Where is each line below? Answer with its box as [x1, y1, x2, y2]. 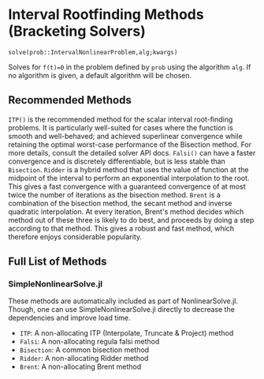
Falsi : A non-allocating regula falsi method [19, 337, 160, 347]
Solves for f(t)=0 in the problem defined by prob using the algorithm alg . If [8, 62, 251, 72]
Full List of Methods [8, 255, 108, 268]
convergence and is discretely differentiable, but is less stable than [8, 156, 226, 166]
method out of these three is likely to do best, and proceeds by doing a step [8, 215, 255, 224]
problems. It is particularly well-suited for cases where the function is [8, 122, 234, 132]
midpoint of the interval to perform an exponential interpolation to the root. [8, 173, 250, 182]
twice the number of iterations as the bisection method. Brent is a [8, 189, 221, 199]
